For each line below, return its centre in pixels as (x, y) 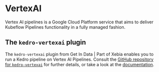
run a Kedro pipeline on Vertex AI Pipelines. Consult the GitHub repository (79, 59)
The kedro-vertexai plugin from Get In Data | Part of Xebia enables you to (79, 54)
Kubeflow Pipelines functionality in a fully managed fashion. (65, 27)
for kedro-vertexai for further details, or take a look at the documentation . (80, 64)
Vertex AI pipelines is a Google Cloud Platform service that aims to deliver (79, 22)
